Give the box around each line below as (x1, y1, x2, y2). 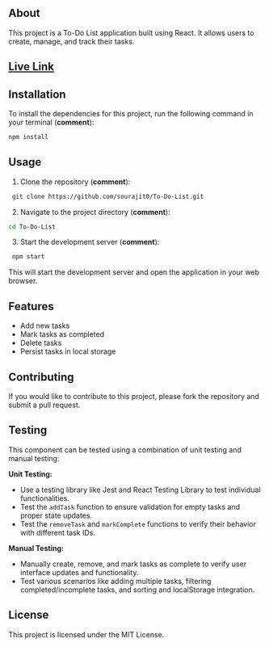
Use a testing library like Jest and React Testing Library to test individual (19, 485, 261, 494)
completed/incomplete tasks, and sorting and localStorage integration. (19, 585, 255, 594)
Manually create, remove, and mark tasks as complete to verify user (19, 559, 247, 569)
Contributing (8, 370, 74, 384)
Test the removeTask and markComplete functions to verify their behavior (19, 519, 257, 528)
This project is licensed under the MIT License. (8, 629, 165, 639)
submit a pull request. (8, 400, 81, 410)
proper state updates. (19, 510, 93, 520)
